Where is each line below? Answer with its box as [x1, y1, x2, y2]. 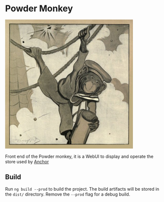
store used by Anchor [5, 158, 49, 165]
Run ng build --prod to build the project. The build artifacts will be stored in [5, 186, 160, 192]
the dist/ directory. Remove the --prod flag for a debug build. [5, 191, 131, 197]
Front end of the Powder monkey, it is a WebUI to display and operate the [5, 153, 154, 159]
